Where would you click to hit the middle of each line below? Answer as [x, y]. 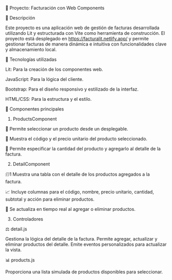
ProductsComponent [35, 119]
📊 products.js [20, 260]
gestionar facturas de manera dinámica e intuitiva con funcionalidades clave [86, 44]
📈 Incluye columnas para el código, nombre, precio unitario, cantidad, [80, 192]
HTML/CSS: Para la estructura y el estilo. [49, 99]
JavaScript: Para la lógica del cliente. [44, 79]
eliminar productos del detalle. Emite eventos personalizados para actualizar [86, 244]
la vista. [14, 250]
